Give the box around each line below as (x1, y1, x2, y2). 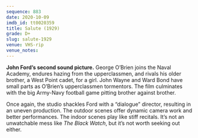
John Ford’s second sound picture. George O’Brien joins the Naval (6, 64, 171, 71)
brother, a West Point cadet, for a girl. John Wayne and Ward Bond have (6, 76, 183, 83)
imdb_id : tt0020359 (6, 20, 55, 26)
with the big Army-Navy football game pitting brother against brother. (6, 89, 177, 96)
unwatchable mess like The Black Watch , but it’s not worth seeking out (6, 120, 180, 127)
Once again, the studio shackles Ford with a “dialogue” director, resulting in (6, 101, 191, 108)
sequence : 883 (6, 8, 42, 15)
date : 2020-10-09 (6, 14, 49, 20)
